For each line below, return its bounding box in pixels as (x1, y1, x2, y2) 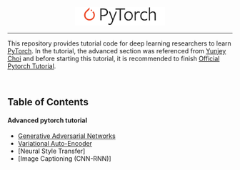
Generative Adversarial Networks (17, 132, 116, 140)
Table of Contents (7, 96, 89, 108)
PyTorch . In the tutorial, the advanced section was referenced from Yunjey (7, 46, 226, 55)
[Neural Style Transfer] (17, 147, 86, 156)
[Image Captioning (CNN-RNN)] (17, 154, 112, 163)
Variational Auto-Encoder (17, 139, 93, 148)
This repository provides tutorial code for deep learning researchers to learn (7, 39, 232, 48)
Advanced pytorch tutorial (7, 116, 88, 124)
